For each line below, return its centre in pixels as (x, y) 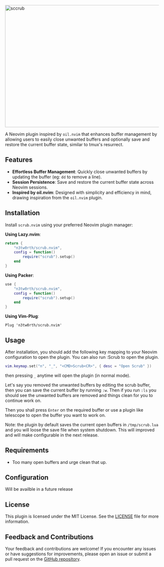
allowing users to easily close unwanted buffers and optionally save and (77, 139)
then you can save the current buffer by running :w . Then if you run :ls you (81, 390)
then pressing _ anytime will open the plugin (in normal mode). (68, 375)
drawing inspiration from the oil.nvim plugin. (57, 197)
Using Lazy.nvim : (23, 234)
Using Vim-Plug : (22, 316)
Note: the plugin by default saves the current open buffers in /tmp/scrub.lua (82, 424)
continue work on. (23, 400)
